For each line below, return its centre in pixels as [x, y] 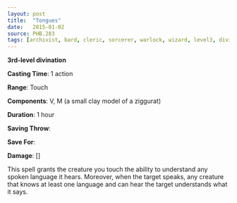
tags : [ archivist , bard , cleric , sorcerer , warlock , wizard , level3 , [112, 40]
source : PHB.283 [31, 33]
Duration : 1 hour [31, 115]
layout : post [26, 14]
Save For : [21, 142]
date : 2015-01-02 [36, 27]
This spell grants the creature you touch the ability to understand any [108, 169]
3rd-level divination [37, 60]
